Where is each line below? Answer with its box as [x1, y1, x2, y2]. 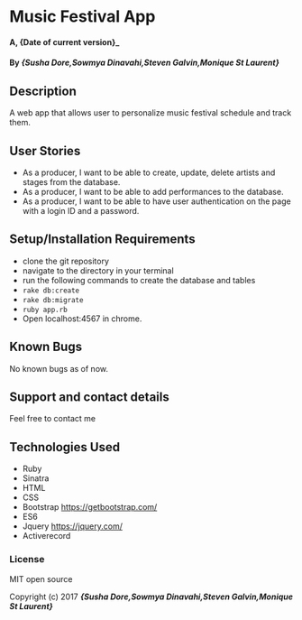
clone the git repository [22, 255, 110, 266]
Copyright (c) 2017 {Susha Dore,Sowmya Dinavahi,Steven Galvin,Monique [9, 591, 294, 602]
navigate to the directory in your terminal [22, 264, 174, 276]
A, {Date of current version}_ [9, 36, 120, 47]
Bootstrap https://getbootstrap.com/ [22, 502, 158, 513]
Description [9, 83, 77, 98]
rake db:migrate [22, 295, 84, 304]
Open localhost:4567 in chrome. [22, 313, 142, 324]
